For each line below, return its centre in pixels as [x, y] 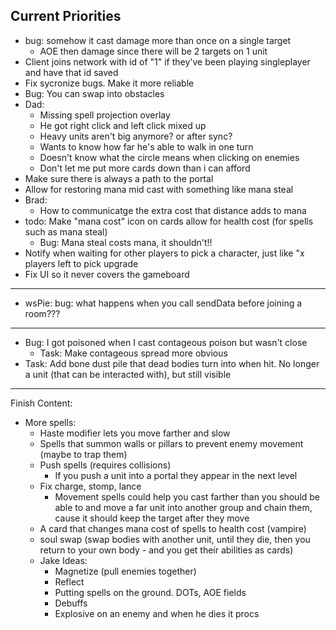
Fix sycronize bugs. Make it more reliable [109, 83]
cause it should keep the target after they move [152, 518]
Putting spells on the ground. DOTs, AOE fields [150, 592]
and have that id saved [71, 72]
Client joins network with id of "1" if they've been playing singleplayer [167, 61]
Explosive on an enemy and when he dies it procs [157, 613]
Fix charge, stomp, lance [90, 486]
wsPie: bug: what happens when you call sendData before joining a [163, 303]
